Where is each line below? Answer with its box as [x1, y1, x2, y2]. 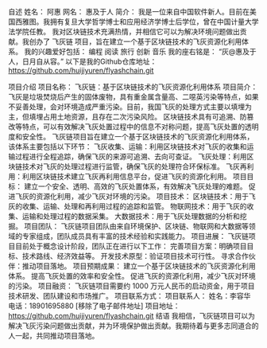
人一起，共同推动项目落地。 [8, 331, 99, 340]
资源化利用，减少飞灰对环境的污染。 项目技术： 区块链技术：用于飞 [35, 192, 256, 201]
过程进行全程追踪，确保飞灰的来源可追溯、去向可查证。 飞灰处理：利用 [14, 152, 247, 161]
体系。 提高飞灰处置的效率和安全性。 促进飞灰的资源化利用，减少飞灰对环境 [8, 272, 256, 280]
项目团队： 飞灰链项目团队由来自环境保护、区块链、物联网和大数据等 [23, 221, 249, 231]
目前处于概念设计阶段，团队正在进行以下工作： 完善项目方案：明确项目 [14, 241, 247, 251]
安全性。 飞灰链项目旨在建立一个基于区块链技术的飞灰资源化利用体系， [21, 132, 254, 141]
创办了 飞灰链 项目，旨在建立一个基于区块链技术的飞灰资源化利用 [29, 37, 242, 46]
